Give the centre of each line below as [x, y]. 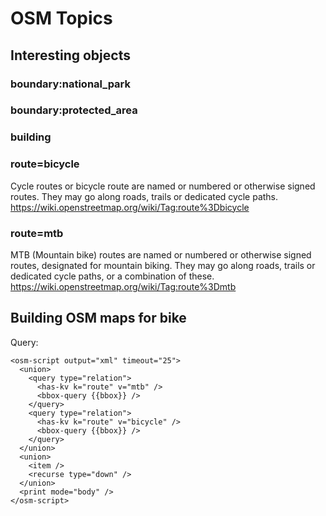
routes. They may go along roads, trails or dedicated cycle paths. [144, 196]
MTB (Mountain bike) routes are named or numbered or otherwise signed [161, 254]
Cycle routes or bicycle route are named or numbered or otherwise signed [163, 186]
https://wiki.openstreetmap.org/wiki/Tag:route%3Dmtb [123, 286]
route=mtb [37, 233]
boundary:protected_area [74, 110]
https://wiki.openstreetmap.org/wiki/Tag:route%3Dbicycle [130, 207]
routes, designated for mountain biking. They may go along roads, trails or [163, 265]
